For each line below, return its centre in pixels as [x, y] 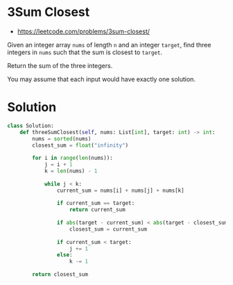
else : [64, 255]
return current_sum [97, 210]
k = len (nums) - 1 [71, 171]
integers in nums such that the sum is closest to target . [85, 52]
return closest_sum [60, 275]
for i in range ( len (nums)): [72, 158]
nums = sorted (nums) [62, 139]
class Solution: [31, 126]
